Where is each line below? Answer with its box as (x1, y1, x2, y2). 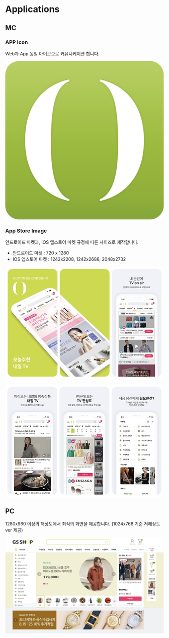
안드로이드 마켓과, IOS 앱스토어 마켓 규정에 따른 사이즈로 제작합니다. (5, 239, 139, 245)
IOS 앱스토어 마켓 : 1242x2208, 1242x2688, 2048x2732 (12, 256, 126, 262)
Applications (5, 4, 60, 15)
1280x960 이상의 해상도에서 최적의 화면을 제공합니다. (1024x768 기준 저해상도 (5, 521, 160, 527)
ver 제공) (5, 527, 23, 533)
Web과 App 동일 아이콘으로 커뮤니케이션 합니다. (5, 50, 100, 56)
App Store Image (5, 227, 47, 234)
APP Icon (5, 39, 28, 46)
